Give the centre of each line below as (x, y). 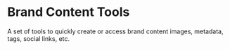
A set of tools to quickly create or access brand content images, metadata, (115, 31)
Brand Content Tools (69, 12)
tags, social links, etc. (39, 38)
